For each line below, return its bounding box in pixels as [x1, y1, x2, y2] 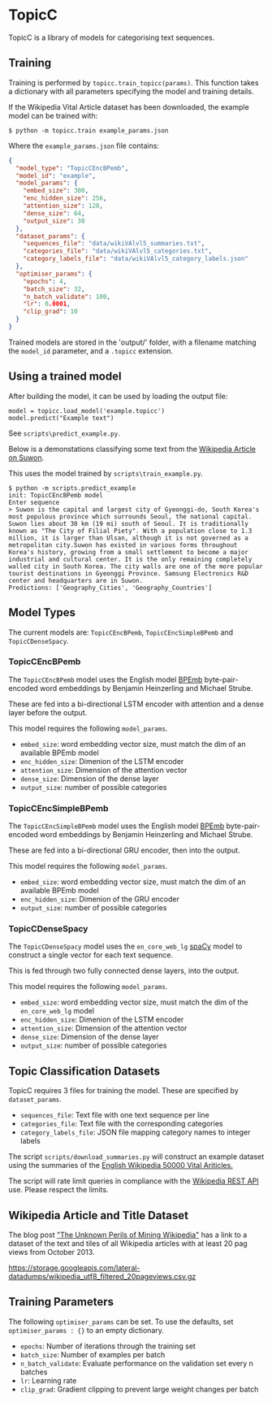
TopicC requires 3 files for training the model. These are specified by [8, 1086, 240, 1096]
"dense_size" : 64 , [23, 209, 85, 217]
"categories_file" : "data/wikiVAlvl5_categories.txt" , [23, 247, 213, 255]
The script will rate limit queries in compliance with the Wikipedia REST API [8, 1176, 260, 1186]
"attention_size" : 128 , [23, 202, 104, 210]
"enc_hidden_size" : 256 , [23, 194, 107, 202]
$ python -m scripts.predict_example [8, 484, 136, 493]
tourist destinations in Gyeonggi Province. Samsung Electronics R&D [8, 569, 249, 578]
